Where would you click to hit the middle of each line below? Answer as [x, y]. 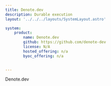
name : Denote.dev [41, 37]
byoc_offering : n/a [43, 56]
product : [23, 33]
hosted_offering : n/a [46, 51]
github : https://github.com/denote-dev [65, 42]
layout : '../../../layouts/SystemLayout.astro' [56, 19]
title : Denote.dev [24, 10]
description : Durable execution [39, 14]
